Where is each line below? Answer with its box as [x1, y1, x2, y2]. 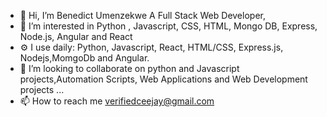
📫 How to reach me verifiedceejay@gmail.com [19, 95, 215, 107]
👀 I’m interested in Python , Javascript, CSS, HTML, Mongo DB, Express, [19, 20, 318, 32]
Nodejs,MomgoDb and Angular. [19, 52, 150, 64]
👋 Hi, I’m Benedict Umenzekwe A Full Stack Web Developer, [19, 10, 266, 21]
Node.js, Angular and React [19, 31, 133, 42]
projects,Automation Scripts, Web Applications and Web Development [19, 73, 308, 85]
